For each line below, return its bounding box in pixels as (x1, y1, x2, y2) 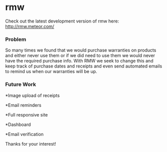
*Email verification (5, 131, 44, 137)
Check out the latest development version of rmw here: (5, 18, 119, 24)
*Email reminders (5, 102, 42, 108)
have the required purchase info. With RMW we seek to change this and (5, 58, 154, 64)
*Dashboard (5, 121, 31, 127)
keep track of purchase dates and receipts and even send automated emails (5, 63, 162, 69)
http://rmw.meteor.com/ (5, 23, 54, 29)
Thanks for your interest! (5, 140, 56, 146)
